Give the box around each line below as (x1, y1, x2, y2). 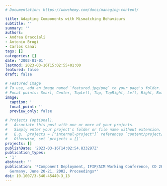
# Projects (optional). (5, 118, 55, 123)
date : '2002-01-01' (5, 58, 46, 63)
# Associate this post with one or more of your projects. (5, 123, 135, 128)
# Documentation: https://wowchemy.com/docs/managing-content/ (5, 7, 139, 12)
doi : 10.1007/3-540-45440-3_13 (5, 173, 70, 179)
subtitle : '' (5, 21, 32, 26)
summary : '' (5, 25, 30, 30)
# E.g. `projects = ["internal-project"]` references (5, 132, 123, 137)
